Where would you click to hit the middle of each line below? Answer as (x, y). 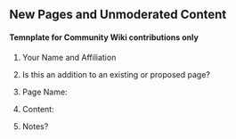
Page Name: (45, 92)
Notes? (35, 126)
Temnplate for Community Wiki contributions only (104, 37)
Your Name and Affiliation (69, 57)
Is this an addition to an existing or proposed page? (116, 74)
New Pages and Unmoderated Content (118, 15)
